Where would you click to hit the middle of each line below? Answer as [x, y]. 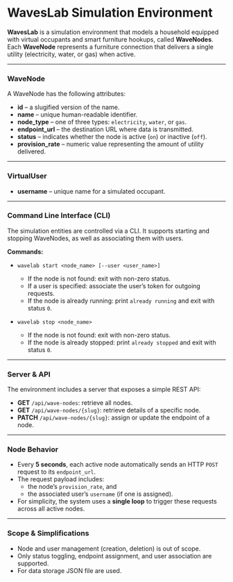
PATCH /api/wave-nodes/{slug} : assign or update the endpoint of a [113, 417]
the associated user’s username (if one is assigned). [100, 494]
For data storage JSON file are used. [69, 570]
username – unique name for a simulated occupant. [91, 191]
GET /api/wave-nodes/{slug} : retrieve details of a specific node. [109, 410]
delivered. [32, 151]
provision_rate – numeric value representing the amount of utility [110, 144]
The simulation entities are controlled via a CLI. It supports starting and [109, 231]
